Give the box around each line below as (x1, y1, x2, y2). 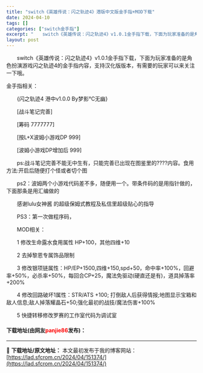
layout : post (6, 37, 39, 43)
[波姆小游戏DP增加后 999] (16, 146, 82, 154)
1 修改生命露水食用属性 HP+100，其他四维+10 (16, 239, 130, 245)
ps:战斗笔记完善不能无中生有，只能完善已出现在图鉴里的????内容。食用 (16, 160, 195, 166)
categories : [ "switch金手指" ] (6, 25, 80, 32)
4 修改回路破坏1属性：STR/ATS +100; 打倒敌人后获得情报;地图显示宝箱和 (16, 291, 197, 298)
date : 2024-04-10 (6, 15, 50, 21)
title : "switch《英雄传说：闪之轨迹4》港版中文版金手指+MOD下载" (6, 8, 155, 15)
